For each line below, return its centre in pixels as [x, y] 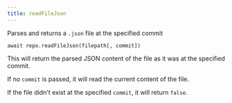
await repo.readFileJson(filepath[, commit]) [74, 45]
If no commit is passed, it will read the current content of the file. [98, 79]
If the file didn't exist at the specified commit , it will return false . [98, 92]
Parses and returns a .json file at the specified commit [85, 33]
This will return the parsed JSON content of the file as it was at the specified [116, 58]
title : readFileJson [37, 13]
